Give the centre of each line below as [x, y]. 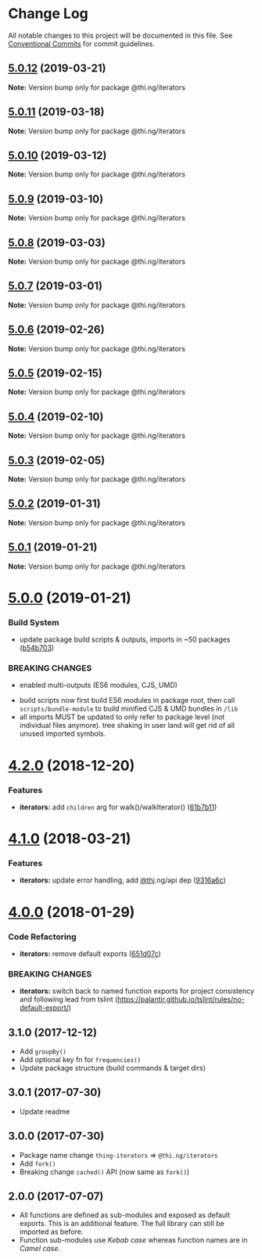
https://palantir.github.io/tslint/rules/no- [181, 999]
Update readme [45, 1112]
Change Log [48, 14]
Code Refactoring [42, 937]
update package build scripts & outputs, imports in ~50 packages [125, 639]
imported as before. [51, 1232]
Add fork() [38, 1163]
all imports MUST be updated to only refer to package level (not [122, 717]
